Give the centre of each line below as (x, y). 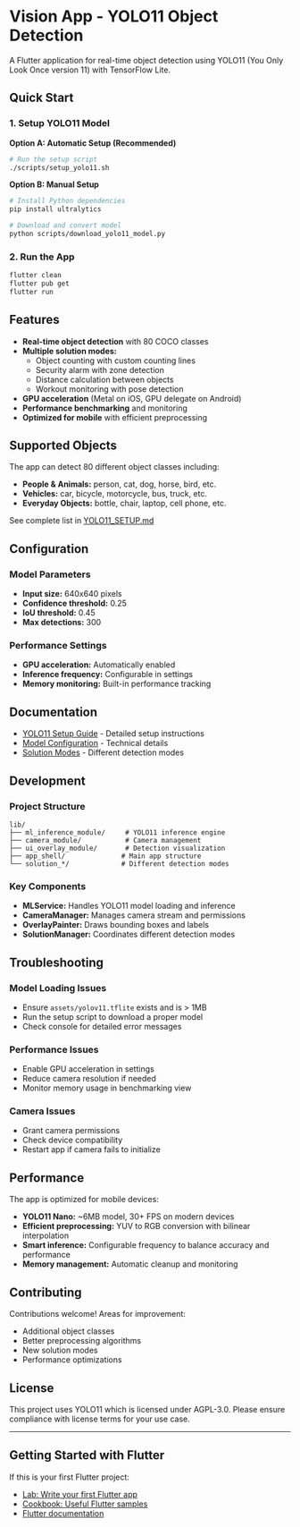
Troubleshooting (57, 962)
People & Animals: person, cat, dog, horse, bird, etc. (119, 484)
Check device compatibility (72, 1140)
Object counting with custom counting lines (116, 361)
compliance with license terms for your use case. (100, 1419)
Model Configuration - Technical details (95, 743)
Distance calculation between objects (104, 379)
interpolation (46, 1235)
